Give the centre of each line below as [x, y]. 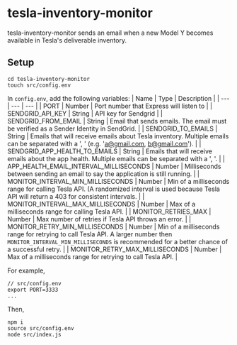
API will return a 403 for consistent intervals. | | [76, 196]
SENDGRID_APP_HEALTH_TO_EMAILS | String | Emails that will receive [110, 151]
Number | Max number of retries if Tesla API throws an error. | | [99, 219]
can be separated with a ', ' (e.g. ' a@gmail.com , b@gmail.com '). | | [104, 143]
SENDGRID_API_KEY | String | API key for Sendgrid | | [85, 113]
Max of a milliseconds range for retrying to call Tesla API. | [93, 256]
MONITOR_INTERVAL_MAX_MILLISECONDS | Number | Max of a [102, 204]
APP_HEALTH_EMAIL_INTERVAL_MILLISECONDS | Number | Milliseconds [114, 166]
